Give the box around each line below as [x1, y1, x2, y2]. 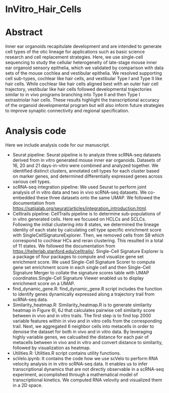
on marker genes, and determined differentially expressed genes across [12, 173, 163, 180]
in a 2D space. [12, 382, 43, 388]
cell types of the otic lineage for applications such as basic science [5, 49, 145, 55]
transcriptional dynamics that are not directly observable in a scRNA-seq [12, 366, 164, 372]
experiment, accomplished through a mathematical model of [12, 372, 138, 378]
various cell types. [12, 179, 51, 185]
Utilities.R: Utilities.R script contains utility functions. [12, 350, 121, 356]
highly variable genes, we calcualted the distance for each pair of [12, 334, 149, 340]
